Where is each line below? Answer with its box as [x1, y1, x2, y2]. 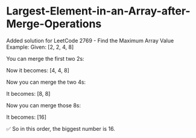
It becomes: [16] [6, 113, 46, 121]
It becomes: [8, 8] [6, 90, 51, 97]
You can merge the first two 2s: [6, 55, 84, 62]
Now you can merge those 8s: [6, 101, 81, 109]
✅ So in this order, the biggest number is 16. [6, 125, 116, 132]
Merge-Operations [6, 17, 102, 31]
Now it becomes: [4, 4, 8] [6, 66, 69, 74]
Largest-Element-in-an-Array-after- [6, 4, 191, 18]
